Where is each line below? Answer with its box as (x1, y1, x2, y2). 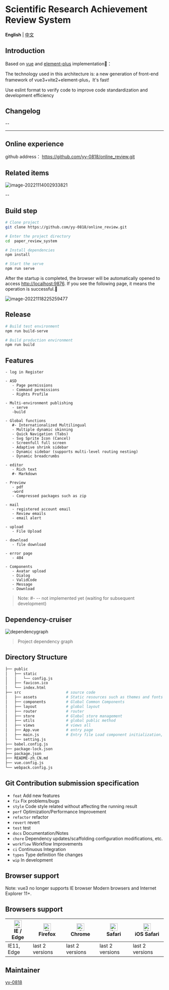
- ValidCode (12, 578, 37, 583)
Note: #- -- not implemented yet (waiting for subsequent (17, 595, 135, 601)
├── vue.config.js (5, 761, 44, 766)
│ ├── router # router (5, 709, 84, 714)
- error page (5, 551, 33, 556)
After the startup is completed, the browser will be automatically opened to (5, 275, 160, 281)
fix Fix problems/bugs (12, 797, 60, 804)
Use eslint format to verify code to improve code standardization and (5, 87, 148, 93)
